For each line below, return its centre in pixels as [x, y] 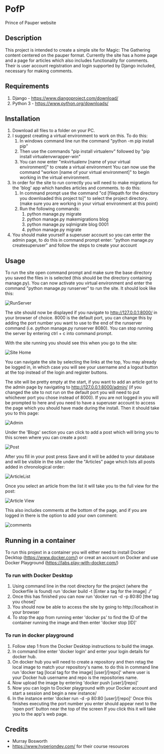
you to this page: [22, 413]
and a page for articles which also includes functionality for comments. [77, 60]
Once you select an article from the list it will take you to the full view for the [82, 486]
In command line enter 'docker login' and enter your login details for [81, 651]
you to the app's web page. [40, 714]
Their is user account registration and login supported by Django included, [80, 65]
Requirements [27, 86]
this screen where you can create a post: [46, 438]
